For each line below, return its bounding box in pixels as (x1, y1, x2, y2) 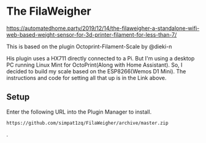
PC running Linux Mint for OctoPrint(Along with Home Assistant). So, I (6, 61, 183, 68)
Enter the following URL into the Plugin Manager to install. (6, 108, 152, 116)
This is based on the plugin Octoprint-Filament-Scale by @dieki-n (6, 43, 172, 50)
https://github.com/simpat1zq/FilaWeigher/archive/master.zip (6, 120, 169, 126)
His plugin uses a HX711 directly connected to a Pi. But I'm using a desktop (6, 54, 195, 62)
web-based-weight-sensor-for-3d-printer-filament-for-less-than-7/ (6, 31, 177, 38)
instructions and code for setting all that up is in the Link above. (6, 74, 167, 81)
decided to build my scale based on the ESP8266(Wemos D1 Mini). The (6, 67, 186, 75)
